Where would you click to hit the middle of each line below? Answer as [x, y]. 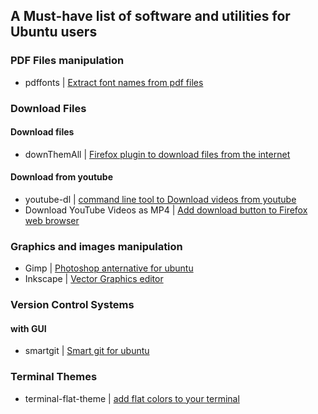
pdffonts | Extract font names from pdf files [114, 82]
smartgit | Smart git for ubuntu [87, 351]
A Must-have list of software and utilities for [150, 16]
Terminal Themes [54, 377]
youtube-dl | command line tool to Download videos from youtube [160, 200]
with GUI [28, 328]
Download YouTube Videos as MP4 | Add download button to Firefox [166, 210]
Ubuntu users [54, 32]
